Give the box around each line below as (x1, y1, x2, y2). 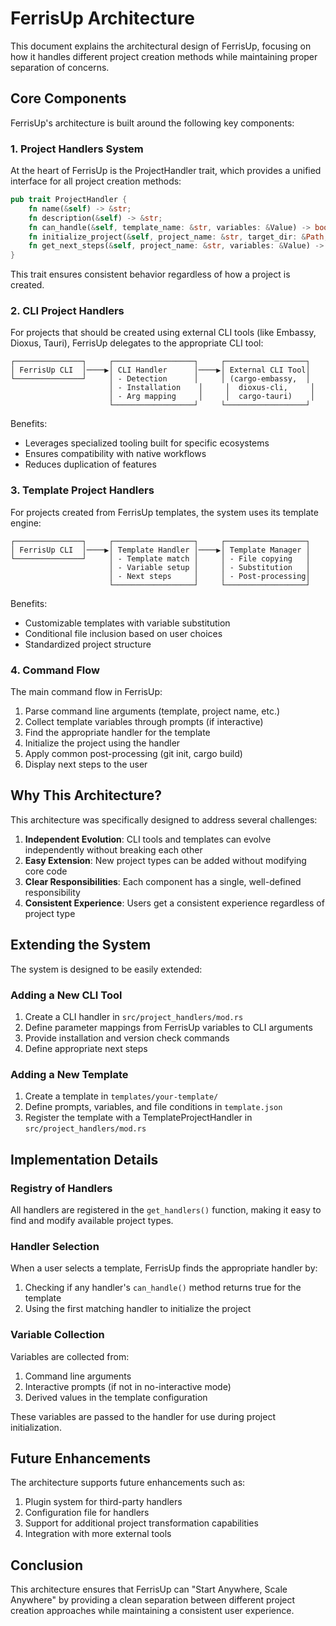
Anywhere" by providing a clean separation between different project (10, 1594, 296, 1606)
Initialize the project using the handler (24, 737, 181, 749)
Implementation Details (10, 1151, 159, 1168)
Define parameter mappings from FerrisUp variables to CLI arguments (24, 1021, 313, 1033)
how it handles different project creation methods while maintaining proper (10, 50, 318, 62)
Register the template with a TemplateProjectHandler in (24, 1112, 253, 1124)
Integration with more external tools (24, 1528, 172, 1540)
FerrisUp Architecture (10, 7, 195, 30)
